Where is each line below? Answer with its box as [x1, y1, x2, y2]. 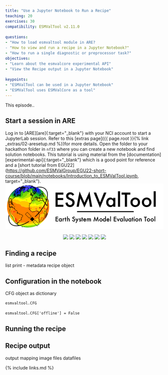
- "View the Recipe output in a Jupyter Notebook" [5, 66, 114, 71]
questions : [5, 35, 28, 40]
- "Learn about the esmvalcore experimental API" [5, 61, 112, 66]
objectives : [5, 56, 30, 61]
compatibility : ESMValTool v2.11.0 [5, 24, 80, 29]
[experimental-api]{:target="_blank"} [5, 156, 81, 163]
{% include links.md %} [5, 364, 54, 370]
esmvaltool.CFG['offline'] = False [5, 311, 80, 316]
